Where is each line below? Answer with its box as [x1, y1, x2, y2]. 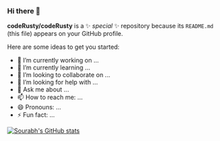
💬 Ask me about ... [16, 85, 69, 94]
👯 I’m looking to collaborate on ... [16, 71, 111, 79]
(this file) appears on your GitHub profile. [7, 30, 124, 38]
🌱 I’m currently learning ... [16, 63, 91, 72]
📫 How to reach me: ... [16, 93, 83, 102]
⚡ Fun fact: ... [16, 111, 55, 119]
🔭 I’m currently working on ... [16, 56, 99, 65]
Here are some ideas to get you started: [7, 43, 120, 51]
